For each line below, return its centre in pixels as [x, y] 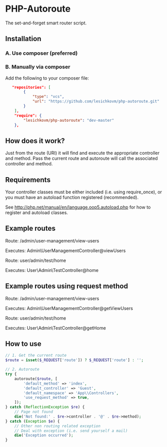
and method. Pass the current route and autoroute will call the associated [81, 158]
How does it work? [35, 141]
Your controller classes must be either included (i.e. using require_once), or [84, 192]
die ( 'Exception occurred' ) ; [44, 435]
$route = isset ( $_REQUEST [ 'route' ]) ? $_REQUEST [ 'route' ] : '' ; [74, 360]
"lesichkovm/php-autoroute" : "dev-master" [69, 120]
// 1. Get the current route [36, 356]
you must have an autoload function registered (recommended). [72, 197]
